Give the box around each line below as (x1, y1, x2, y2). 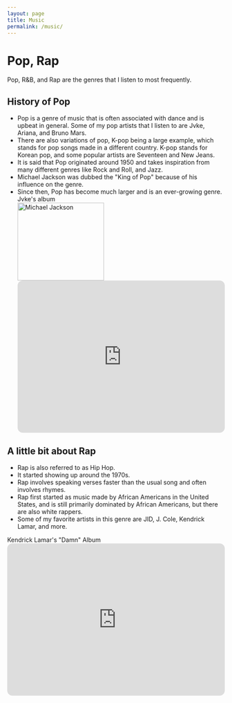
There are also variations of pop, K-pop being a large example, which (17, 136, 214, 145)
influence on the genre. (17, 181, 84, 189)
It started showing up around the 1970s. (17, 471, 130, 479)
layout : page (7, 10, 45, 17)
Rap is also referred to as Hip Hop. (17, 463, 115, 471)
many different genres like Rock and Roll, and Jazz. (17, 165, 164, 174)
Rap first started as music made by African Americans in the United (17, 493, 209, 501)
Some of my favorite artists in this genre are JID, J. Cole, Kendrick (17, 515, 205, 523)
